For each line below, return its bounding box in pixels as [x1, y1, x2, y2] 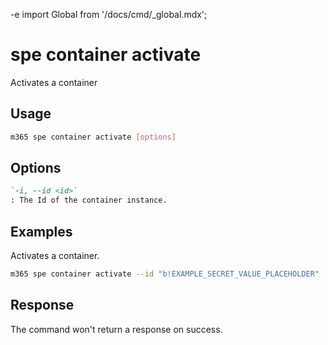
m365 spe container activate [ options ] [10, 132, 177, 142]
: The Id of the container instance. [10, 195, 168, 206]
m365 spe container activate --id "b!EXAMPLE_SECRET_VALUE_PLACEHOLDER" [10, 269, 320, 279]
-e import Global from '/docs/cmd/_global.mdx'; [10, 9, 208, 20]
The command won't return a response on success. [10, 323, 223, 335]
